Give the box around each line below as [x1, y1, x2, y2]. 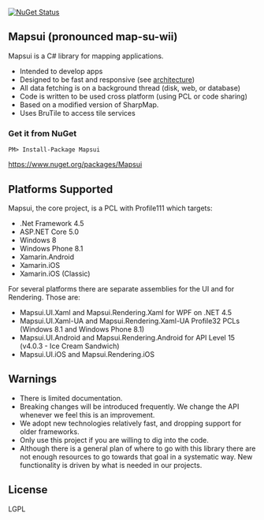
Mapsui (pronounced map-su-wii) [8, 30, 178, 43]
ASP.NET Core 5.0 [19, 227, 80, 236]
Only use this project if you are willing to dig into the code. [19, 435, 209, 444]
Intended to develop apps [19, 66, 103, 76]
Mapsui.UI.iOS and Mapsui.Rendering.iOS [19, 349, 155, 358]
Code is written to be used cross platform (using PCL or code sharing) [19, 91, 248, 101]
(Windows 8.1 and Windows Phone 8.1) [19, 324, 145, 334]
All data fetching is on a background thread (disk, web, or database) [19, 83, 241, 92]
